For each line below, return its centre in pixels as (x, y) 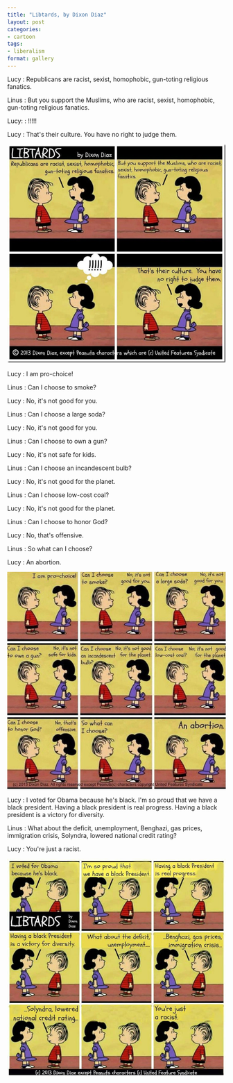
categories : (24, 29)
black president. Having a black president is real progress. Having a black (112, 807)
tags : (15, 44)
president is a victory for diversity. (56, 814)
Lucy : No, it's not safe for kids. (52, 454)
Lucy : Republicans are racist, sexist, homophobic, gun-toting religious (108, 79)
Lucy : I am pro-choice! (41, 373)
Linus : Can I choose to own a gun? (57, 441)
